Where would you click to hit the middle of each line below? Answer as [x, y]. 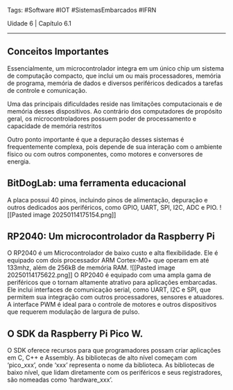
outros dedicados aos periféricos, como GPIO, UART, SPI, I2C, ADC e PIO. [113, 207]
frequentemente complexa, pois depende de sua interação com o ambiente [115, 147]
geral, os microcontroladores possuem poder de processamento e [102, 118]
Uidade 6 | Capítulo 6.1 [39, 23]
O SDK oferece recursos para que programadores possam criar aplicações [114, 351]
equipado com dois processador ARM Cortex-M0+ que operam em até [108, 260]
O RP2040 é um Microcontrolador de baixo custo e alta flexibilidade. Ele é [113, 253]
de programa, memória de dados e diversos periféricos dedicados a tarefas [115, 83]
